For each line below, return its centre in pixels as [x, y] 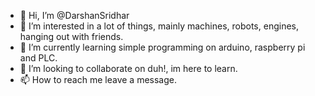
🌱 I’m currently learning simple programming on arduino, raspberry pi [162, 47]
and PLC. [38, 58]
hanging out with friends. [71, 36]
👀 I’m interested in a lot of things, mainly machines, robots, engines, [159, 26]
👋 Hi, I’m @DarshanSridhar [74, 15]
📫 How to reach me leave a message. [98, 79]
